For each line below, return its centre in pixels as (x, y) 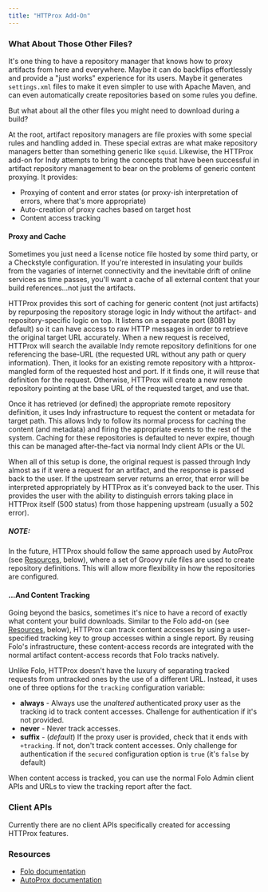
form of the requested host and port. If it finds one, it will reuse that (149, 372)
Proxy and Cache (37, 236)
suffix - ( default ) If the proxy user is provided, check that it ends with (134, 737)
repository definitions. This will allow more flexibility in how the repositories (132, 568)
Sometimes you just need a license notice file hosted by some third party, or (133, 254)
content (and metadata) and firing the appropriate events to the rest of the (130, 429)
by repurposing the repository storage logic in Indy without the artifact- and (132, 312)
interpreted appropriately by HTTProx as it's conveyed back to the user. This (134, 488)
